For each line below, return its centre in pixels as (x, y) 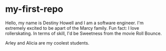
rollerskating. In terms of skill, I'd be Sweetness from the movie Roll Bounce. (83, 33)
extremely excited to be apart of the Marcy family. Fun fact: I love (72, 28)
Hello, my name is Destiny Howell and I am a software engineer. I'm (74, 23)
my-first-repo (34, 9)
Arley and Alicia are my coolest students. (47, 43)
